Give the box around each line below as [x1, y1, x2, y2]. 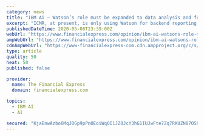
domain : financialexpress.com [12, 87, 88, 94]
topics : [6, 98, 26, 105]
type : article [6, 48, 42, 54]
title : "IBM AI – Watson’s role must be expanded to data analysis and [6, 15, 191, 21]
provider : [6, 76, 32, 82]
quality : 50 [6, 54, 36, 60]
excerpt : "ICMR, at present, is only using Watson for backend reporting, [6, 20, 200, 26]
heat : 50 [6, 59, 29, 65]
